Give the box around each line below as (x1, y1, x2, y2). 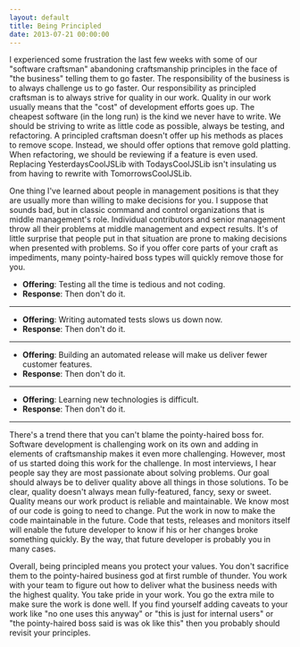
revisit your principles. (9, 627, 91, 638)
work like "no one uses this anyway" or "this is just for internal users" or (9, 609, 274, 619)
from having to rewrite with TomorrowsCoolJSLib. (9, 168, 192, 179)
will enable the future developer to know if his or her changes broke (9, 524, 259, 535)
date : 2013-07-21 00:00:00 (9, 30, 110, 38)
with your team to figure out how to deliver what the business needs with (9, 580, 278, 591)
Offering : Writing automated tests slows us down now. (21, 314, 223, 325)
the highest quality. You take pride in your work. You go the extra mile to (9, 590, 275, 600)
